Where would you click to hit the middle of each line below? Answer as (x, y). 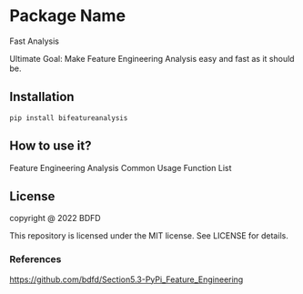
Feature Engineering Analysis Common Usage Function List (121, 167)
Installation (42, 97)
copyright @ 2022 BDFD (56, 218)
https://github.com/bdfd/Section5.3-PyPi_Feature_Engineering (126, 279)
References (35, 259)
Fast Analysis (34, 41)
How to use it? (50, 146)
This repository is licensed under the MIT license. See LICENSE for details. (149, 236)
